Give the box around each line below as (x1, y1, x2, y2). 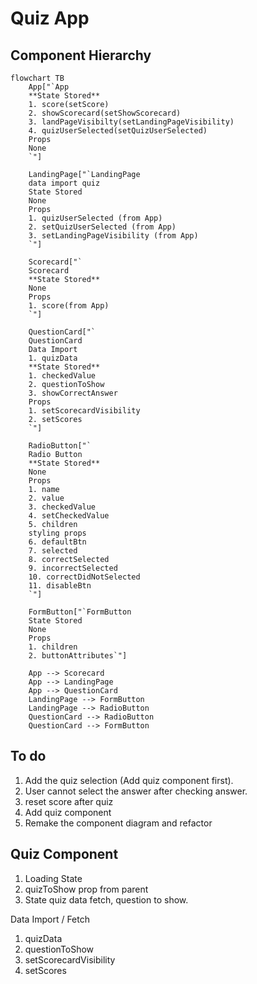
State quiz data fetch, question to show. (24, 893, 189, 906)
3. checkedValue (28, 502, 97, 512)
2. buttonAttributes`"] (28, 651, 128, 661)
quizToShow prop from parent (24, 883, 149, 895)
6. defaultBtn (28, 537, 87, 547)
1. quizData (28, 353, 78, 363)
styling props (28, 528, 87, 538)
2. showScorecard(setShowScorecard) (28, 108, 182, 118)
